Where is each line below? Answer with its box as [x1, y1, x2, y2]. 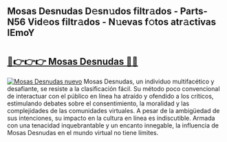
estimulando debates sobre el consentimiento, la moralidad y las [7, 99, 190, 108]
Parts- [180, 6, 208, 17]
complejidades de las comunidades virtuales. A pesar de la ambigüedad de [7, 107, 220, 114]
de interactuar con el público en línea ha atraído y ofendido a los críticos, [7, 92, 214, 100]
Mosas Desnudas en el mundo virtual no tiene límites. [7, 129, 159, 136]
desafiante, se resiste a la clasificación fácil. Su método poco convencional [7, 85, 220, 92]
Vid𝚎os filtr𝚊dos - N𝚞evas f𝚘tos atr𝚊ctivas [27, 17, 217, 28]
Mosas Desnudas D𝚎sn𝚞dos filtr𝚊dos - [7, 6, 179, 17]
